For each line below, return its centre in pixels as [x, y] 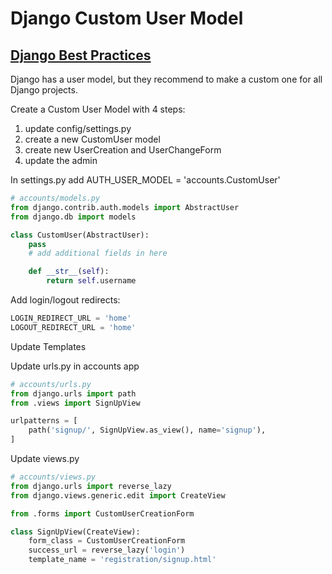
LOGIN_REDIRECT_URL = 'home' [71, 318]
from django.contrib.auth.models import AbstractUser [125, 207]
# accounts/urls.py [51, 384]
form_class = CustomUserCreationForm [107, 541]
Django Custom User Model [127, 18]
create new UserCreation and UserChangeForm [123, 150]
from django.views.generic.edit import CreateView [118, 495]
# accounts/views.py [53, 477]
